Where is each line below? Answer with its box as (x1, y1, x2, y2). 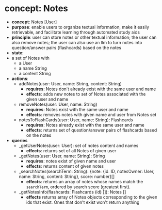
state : (11, 49, 24, 56)
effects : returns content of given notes (26, 163, 104, 169)
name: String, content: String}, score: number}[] (18, 173, 115, 179)
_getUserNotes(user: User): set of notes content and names (18, 143, 139, 148)
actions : (11, 76, 29, 81)
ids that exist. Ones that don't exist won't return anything (26, 199, 140, 205)
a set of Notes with (11, 55, 49, 61)
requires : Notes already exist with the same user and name (26, 122, 145, 128)
